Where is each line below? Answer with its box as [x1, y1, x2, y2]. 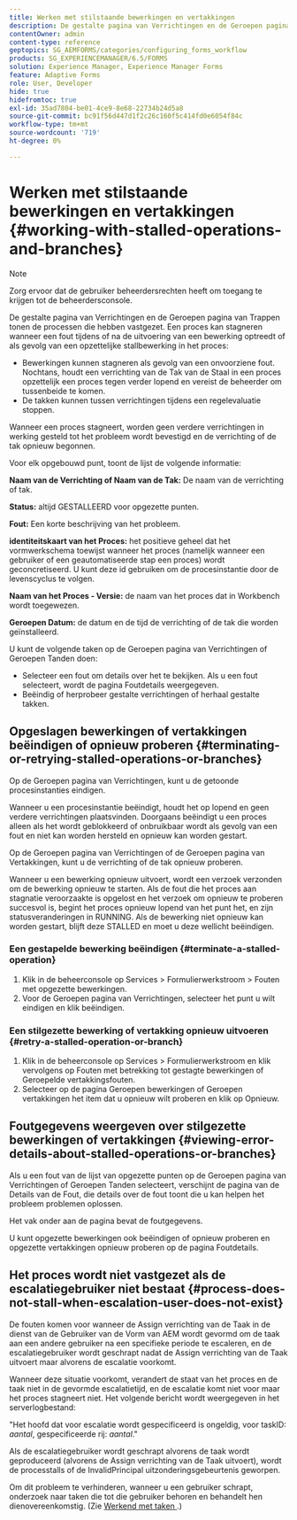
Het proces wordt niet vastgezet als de [9, 1268, 226, 1283]
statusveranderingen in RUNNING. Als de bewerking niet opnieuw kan [9, 911, 263, 922]
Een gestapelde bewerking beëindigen [9, 942, 179, 955]
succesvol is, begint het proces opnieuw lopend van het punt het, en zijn [9, 902, 274, 912]
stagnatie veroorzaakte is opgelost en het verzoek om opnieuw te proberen [9, 892, 284, 903]
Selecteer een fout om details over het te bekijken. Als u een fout [21, 670, 258, 680]
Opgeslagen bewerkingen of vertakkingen [9, 724, 247, 740]
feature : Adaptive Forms [9, 71, 101, 80]
